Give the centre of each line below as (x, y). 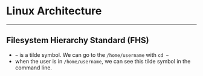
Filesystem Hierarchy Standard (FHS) (78, 40)
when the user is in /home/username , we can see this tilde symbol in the (103, 61)
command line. (34, 68)
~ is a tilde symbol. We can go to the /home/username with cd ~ (92, 54)
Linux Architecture (54, 11)
